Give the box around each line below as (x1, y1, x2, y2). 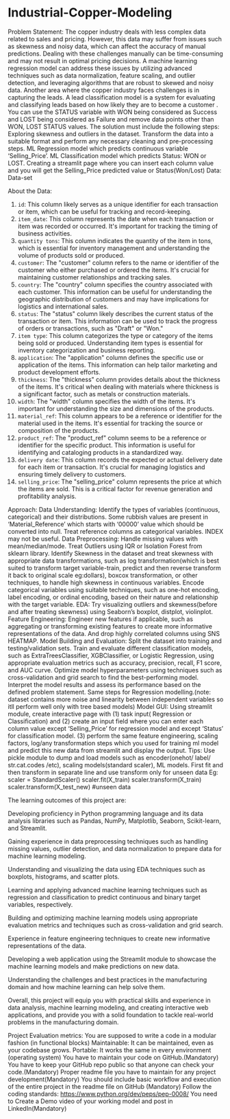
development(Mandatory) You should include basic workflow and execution (8, 1075, 221, 1083)
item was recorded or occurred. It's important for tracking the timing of (17, 222, 218, 230)
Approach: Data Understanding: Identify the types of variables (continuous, (8, 505, 220, 513)
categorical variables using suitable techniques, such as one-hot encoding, (8, 585, 220, 594)
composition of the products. (17, 426, 100, 434)
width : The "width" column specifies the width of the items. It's (17, 397, 196, 405)
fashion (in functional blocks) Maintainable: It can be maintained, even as (8, 1039, 214, 1047)
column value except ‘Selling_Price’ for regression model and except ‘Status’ (8, 724, 224, 732)
